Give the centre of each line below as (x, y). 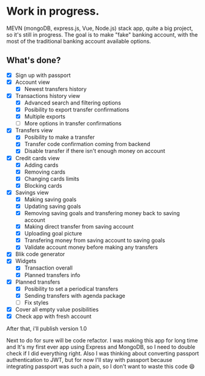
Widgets (26, 261)
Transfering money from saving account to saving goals (95, 240)
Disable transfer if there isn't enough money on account (95, 151)
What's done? (34, 60)
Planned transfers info (52, 275)
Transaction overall (48, 268)
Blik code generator (40, 254)
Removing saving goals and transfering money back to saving (102, 213)
